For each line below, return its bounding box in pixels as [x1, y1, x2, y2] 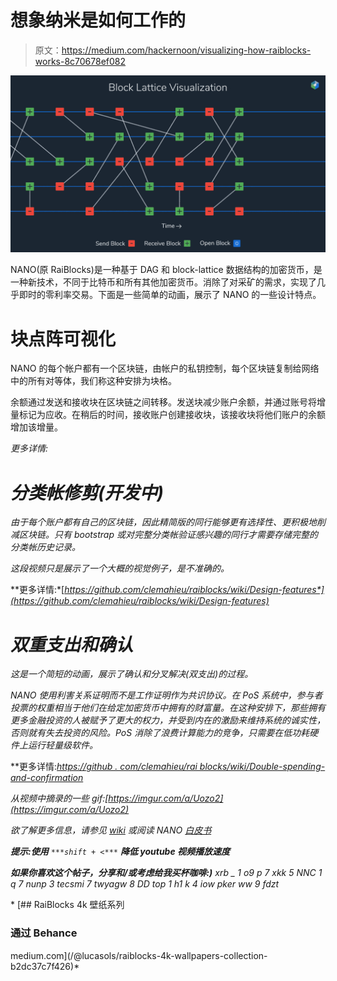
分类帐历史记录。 [10, 541, 81, 553]
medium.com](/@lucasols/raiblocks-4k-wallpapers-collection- [10, 949, 268, 961]
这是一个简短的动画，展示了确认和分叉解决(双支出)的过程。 [10, 668, 254, 680]
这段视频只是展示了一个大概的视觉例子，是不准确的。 [10, 562, 230, 575]
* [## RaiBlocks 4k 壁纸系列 [10, 899, 125, 911]
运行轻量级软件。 [27, 739, 98, 751]
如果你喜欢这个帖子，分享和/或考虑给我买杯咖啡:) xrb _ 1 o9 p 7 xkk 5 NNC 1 [10, 867, 323, 879]
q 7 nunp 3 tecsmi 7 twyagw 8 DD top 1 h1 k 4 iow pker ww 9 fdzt [10, 878, 280, 890]
